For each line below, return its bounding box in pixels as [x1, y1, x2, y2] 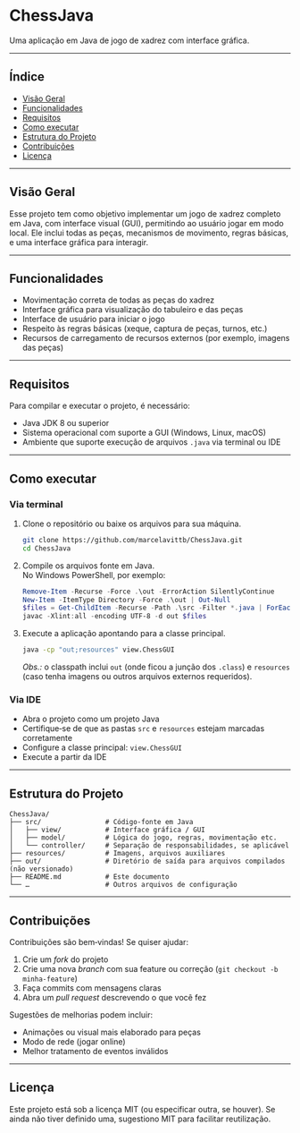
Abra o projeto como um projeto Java [21, 713, 160, 725]
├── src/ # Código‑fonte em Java [9, 818, 194, 827]
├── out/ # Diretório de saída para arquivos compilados [9, 856, 286, 866]
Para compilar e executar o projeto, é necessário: [9, 400, 190, 412]
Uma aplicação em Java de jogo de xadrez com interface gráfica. [9, 35, 250, 46]
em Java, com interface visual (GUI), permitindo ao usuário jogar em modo [9, 217, 284, 228]
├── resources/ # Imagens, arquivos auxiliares [9, 849, 226, 858]
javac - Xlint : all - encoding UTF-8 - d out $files [21, 612, 207, 621]
